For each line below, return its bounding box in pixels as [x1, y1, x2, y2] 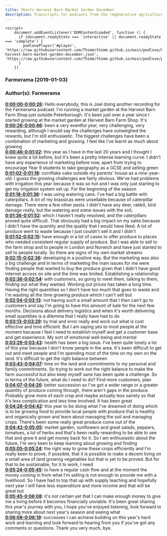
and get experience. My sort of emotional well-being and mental [5, 334, 137, 340]
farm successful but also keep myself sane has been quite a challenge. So [5, 371, 158, 377]
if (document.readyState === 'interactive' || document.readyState [18, 34, 162, 39]
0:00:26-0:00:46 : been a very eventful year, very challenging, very [5, 122, 145, 128]
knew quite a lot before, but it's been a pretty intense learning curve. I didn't [5, 154, 161, 160]
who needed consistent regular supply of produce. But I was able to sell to [5, 239, 158, 245]
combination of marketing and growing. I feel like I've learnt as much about [5, 138, 159, 144]
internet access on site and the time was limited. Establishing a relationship [5, 270, 159, 277]
